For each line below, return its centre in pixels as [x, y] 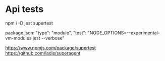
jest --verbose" [48, 38]
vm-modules [18, 38]
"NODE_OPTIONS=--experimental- [124, 32]
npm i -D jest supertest [29, 23]
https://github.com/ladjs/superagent [43, 53]
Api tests [24, 9]
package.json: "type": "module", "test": [46, 32]
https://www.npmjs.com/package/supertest [50, 47]
